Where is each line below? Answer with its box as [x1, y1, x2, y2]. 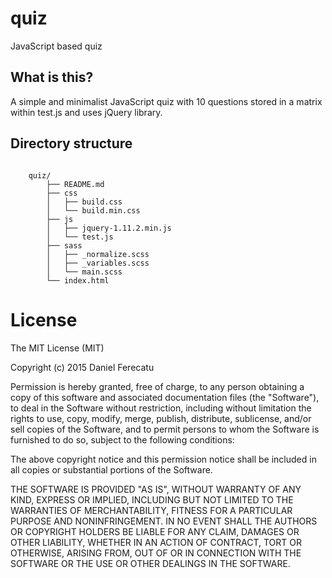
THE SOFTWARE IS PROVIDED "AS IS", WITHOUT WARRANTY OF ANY [10, 483, 302, 495]
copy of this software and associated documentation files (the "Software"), [10, 391, 320, 403]
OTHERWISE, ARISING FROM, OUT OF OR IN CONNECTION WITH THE [10, 547, 302, 559]
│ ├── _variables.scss [46, 258, 150, 268]
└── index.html [46, 275, 110, 286]
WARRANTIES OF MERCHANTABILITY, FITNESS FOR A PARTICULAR [10, 504, 293, 516]
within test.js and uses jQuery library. [10, 106, 163, 118]
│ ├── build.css [46, 197, 123, 207]
